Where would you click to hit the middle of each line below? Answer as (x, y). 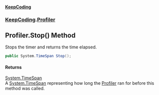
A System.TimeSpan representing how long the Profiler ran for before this (79, 83)
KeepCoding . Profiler (30, 20)
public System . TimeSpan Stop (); (38, 56)
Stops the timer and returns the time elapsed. (51, 47)
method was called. (25, 89)
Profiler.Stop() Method (40, 35)
